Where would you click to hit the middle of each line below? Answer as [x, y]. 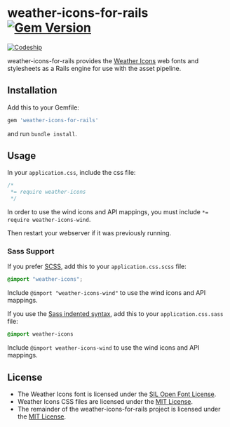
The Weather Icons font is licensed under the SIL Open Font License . [117, 394]
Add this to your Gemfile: [43, 107]
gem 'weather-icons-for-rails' [53, 120]
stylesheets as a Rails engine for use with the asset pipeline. [94, 68]
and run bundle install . [42, 133]
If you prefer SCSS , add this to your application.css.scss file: [97, 267]
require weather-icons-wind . [49, 220]
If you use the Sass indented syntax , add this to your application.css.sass [115, 314]
